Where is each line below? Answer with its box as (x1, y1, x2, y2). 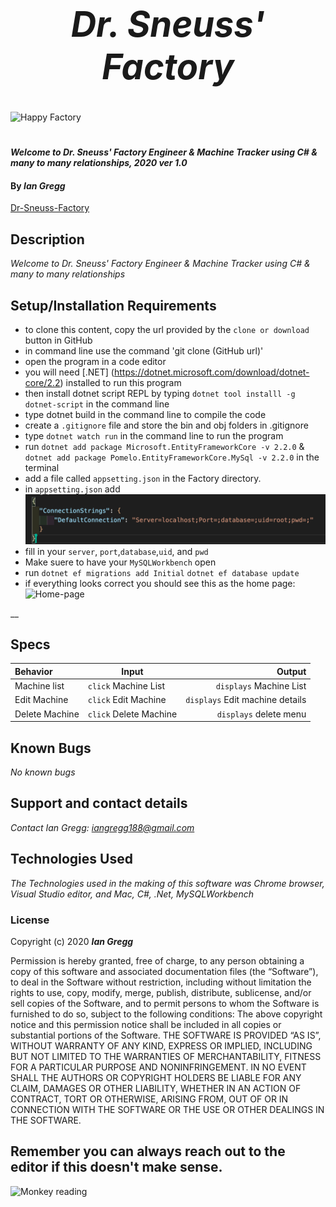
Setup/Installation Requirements (10, 297, 217, 314)
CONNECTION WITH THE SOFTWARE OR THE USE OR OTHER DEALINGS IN (10, 1103, 325, 1115)
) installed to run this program (59, 376, 182, 388)
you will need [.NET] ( (24, 366, 115, 378)
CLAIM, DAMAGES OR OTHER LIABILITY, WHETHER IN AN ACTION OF (10, 1082, 302, 1094)
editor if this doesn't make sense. (10, 1159, 223, 1176)
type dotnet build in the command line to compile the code (24, 408, 267, 420)
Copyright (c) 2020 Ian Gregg (10, 935, 134, 947)
